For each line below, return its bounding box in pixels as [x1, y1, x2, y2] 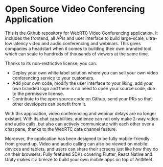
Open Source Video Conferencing [5, 3, 145, 15]
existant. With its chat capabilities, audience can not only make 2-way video [5, 116, 159, 121]
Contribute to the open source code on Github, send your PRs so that [12, 95, 152, 101]
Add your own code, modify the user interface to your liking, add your [12, 80, 153, 86]
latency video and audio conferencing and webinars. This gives [13, 40, 141, 46]
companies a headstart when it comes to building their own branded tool [5, 46, 152, 51]
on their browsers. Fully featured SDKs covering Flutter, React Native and [5, 151, 153, 157]
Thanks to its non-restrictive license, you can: [5, 60, 97, 66]
